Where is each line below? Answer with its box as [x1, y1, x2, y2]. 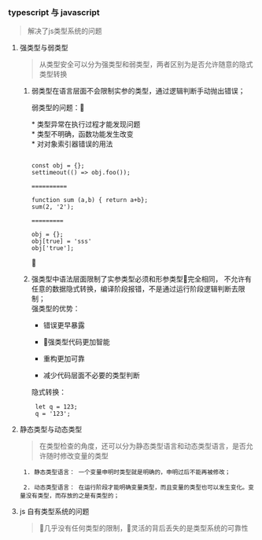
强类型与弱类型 [19, 43, 68, 53]
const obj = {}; [31, 162, 85, 170]
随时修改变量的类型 [46, 451, 109, 461]
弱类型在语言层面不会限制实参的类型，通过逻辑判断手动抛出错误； [31, 86, 245, 96]
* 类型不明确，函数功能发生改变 [31, 130, 134, 139]
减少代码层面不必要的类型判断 [42, 371, 140, 380]
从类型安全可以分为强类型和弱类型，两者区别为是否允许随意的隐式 [39, 60, 253, 69]
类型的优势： [38, 304, 80, 314]
